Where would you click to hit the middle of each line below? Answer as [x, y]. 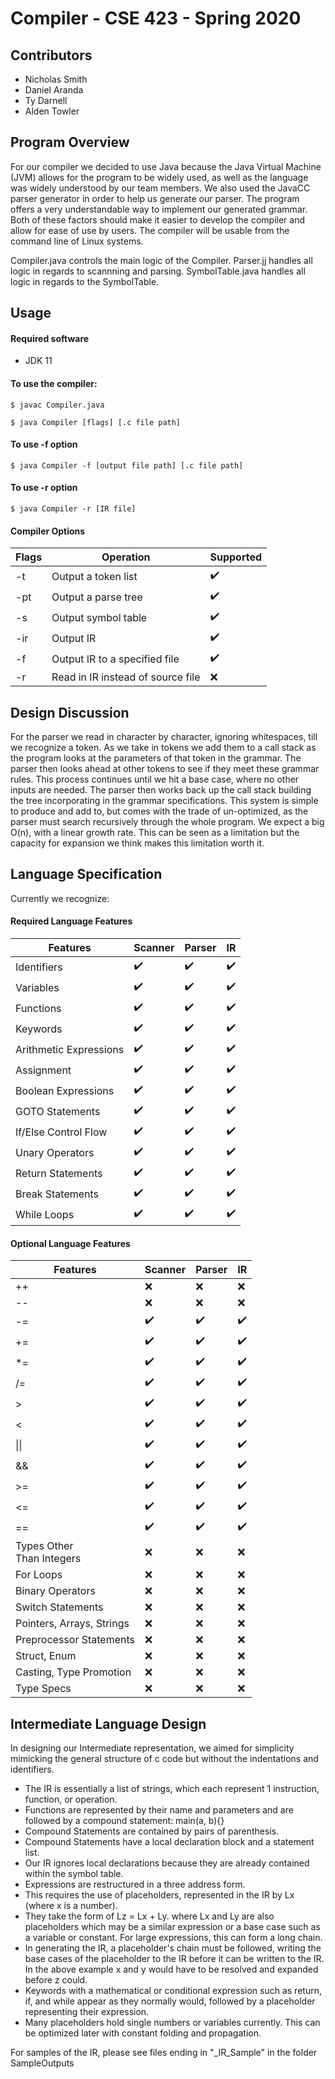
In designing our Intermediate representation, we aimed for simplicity [152, 1748]
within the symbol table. [74, 1874]
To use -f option [44, 444]
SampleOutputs [42, 2063]
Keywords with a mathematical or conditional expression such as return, [173, 1991]
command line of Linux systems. [77, 241]
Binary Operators [55, 1591]
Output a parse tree [97, 597]
